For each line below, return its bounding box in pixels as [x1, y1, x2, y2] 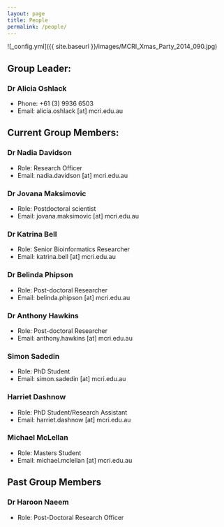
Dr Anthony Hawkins [7, 311, 79, 320]
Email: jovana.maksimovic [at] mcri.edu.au [17, 212, 140, 221]
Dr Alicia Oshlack [7, 83, 67, 93]
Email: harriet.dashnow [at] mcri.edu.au [17, 415, 131, 424]
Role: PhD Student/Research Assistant [17, 408, 128, 416]
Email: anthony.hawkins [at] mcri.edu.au [17, 334, 133, 342]
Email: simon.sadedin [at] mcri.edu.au [17, 375, 126, 383]
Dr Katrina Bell [7, 229, 57, 239]
